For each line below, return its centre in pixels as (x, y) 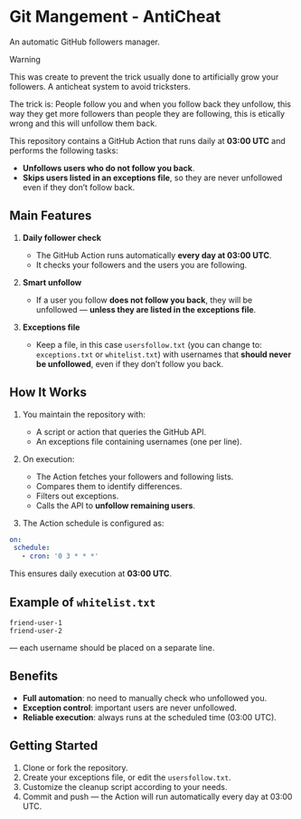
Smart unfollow (52, 282)
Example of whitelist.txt (83, 602)
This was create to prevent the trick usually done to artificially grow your (144, 77)
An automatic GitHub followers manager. (85, 42)
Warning (25, 59)
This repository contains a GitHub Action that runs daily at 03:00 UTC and (148, 140)
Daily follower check (62, 237)
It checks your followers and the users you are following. (141, 265)
